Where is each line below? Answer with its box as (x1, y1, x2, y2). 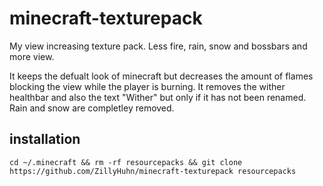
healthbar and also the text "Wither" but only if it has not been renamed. (9, 91, 307, 103)
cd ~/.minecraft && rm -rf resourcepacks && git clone (9, 157, 243, 167)
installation (9, 131, 81, 148)
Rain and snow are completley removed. (9, 102, 175, 114)
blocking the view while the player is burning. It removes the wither (9, 80, 286, 92)
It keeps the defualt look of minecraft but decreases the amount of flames (9, 70, 314, 82)
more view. (9, 50, 55, 62)
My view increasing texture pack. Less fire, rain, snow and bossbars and (9, 40, 308, 52)
